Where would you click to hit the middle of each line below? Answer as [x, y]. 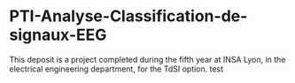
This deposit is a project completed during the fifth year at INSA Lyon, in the [147, 59]
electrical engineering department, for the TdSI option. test [116, 69]
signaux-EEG [58, 35]
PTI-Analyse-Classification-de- [128, 16]
